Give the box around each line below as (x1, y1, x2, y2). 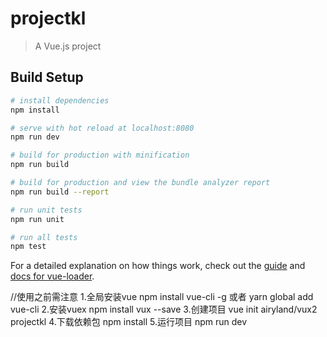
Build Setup (10, 69, 84, 86)
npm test (10, 242, 47, 252)
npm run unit (10, 214, 65, 224)
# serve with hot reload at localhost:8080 (10, 123, 195, 133)
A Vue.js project (34, 40, 102, 52)
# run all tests (10, 232, 78, 242)
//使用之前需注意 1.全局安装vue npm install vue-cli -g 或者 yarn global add (10, 291, 314, 303)
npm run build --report (10, 187, 110, 197)
